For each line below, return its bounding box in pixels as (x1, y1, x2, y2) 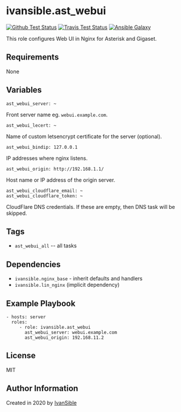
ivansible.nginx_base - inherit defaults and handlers (14, 275, 143, 282)
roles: (11, 319, 28, 325)
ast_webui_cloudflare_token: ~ (6, 193, 83, 199)
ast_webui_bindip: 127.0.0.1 (6, 144, 78, 150)
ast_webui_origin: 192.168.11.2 (24, 335, 104, 341)
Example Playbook (6, 298, 75, 308)
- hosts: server (6, 314, 46, 320)
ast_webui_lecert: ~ (6, 122, 57, 128)
